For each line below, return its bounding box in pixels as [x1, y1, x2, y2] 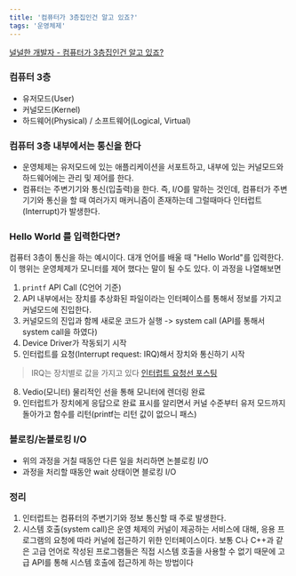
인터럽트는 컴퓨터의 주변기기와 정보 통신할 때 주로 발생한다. [21, 512, 227, 523]
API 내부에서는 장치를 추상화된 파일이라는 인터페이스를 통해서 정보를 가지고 [21, 293, 282, 304]
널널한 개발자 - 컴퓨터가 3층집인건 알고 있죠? [9, 46, 164, 58]
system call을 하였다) [21, 326, 98, 338]
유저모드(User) [21, 92, 75, 103]
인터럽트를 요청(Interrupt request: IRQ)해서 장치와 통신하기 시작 [21, 348, 245, 360]
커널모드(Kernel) [21, 104, 81, 115]
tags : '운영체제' [9, 21, 67, 30]
